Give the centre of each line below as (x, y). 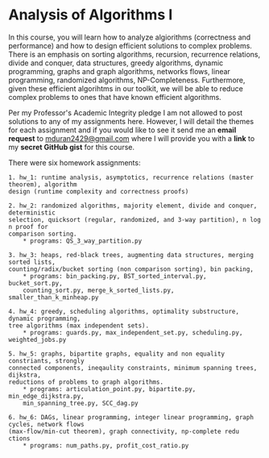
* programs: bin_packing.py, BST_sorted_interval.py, (115, 276)
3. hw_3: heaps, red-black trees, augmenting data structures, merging (131, 255)
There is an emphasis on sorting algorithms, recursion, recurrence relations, (134, 54)
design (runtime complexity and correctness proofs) (99, 191)
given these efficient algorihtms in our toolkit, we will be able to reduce (126, 88)
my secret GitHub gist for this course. (72, 147)
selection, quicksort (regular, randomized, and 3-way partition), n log (135, 219)
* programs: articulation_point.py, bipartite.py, (110, 389)
